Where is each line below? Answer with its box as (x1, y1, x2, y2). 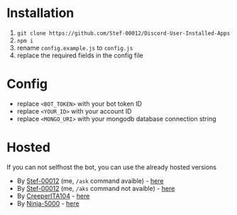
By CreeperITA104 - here (16, 192, 90, 200)
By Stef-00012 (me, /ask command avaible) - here (16, 176, 164, 185)
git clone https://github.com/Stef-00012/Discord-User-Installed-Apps (16, 30, 231, 37)
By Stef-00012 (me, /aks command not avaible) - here (16, 184, 175, 192)
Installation (6, 5, 75, 21)
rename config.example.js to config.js (16, 43, 133, 52)
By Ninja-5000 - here (16, 199, 79, 207)
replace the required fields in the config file (16, 51, 143, 60)
